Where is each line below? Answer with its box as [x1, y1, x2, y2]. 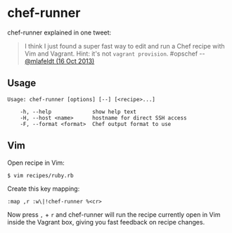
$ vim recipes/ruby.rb [7, 172, 74, 179]
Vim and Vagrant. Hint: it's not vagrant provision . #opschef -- [24, 49, 205, 58]
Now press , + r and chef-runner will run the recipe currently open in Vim [7, 210, 221, 219]
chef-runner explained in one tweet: [7, 28, 112, 37]
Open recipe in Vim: [7, 158, 65, 167]
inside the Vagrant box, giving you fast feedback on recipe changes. [7, 218, 205, 227]
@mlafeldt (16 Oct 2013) [24, 56, 95, 65]
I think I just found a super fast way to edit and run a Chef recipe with [24, 42, 225, 50]
